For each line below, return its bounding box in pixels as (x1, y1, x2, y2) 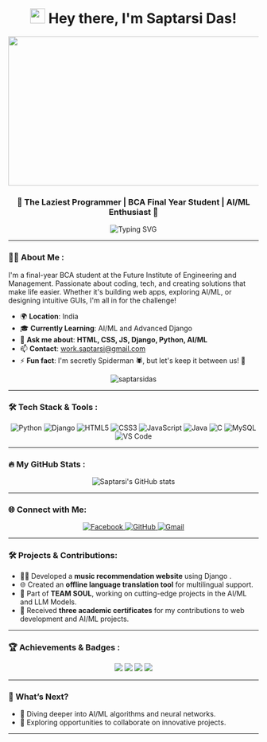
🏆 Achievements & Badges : (8, 642, 121, 653)
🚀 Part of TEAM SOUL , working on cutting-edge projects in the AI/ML (19, 588, 248, 598)
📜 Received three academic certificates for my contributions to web (19, 605, 245, 615)
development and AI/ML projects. (19, 614, 130, 623)
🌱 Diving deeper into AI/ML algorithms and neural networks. (19, 709, 216, 719)
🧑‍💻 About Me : (8, 252, 65, 263)
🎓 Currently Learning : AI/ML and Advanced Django (19, 323, 193, 333)
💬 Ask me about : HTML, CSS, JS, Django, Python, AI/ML (19, 334, 208, 344)
